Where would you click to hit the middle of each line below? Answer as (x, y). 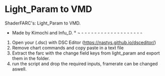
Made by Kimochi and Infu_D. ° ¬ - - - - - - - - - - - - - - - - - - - (77, 32)
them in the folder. (31, 58)
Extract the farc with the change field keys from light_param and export (86, 53)
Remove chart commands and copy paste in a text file (68, 47)
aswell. (19, 69)
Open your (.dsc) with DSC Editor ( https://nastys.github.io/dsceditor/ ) (84, 42)
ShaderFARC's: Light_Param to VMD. (43, 23)
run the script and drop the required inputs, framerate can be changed (85, 63)
